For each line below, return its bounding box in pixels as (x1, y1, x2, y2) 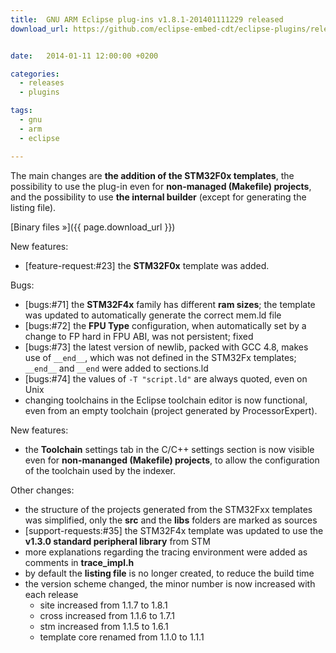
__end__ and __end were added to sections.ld (24, 362, 209, 374)
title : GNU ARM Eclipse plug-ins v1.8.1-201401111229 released (10, 14, 284, 25)
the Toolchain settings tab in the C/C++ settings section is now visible (24, 443, 315, 455)
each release (24, 588, 79, 600)
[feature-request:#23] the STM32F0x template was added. (24, 259, 270, 271)
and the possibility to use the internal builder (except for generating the (10, 191, 307, 203)
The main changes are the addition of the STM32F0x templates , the (10, 169, 295, 181)
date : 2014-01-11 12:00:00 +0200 (10, 51, 159, 61)
